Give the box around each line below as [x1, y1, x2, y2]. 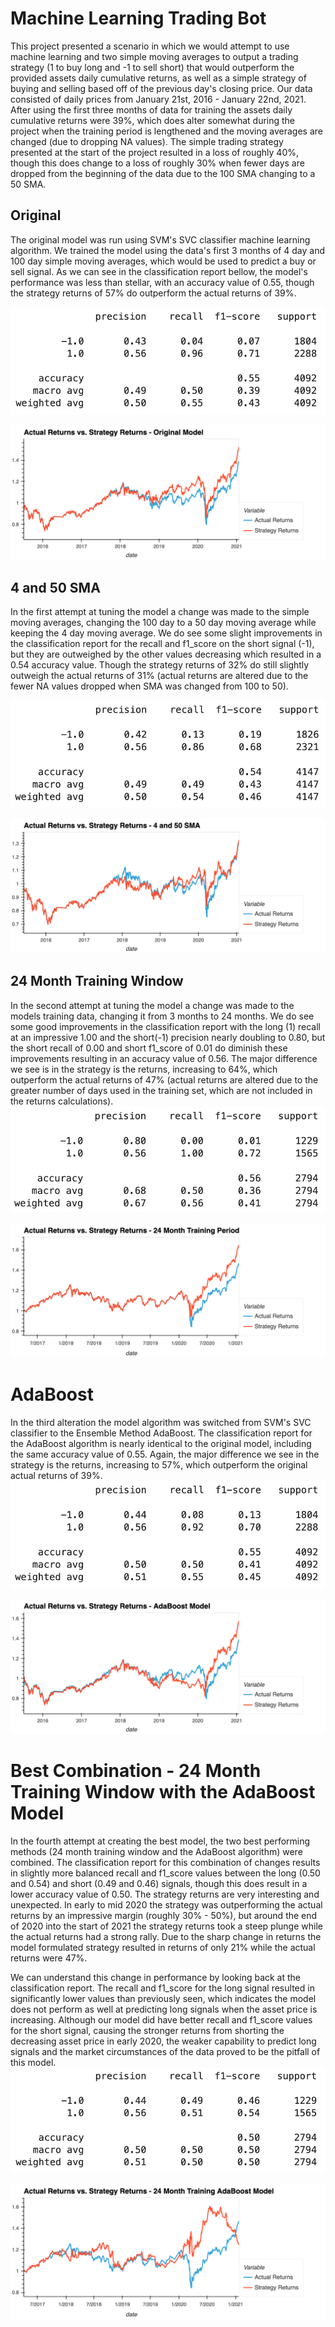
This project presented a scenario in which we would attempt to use [10, 40, 290, 52]
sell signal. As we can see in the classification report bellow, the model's [10, 265, 308, 277]
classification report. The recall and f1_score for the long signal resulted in [10, 1982, 315, 1994]
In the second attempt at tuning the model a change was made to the [10, 999, 295, 1011]
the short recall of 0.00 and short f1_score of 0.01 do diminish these [10, 1042, 288, 1054]
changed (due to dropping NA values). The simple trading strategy [10, 135, 284, 147]
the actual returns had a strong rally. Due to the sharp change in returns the [10, 1930, 322, 1942]
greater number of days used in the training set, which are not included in [10, 1084, 313, 1096]
